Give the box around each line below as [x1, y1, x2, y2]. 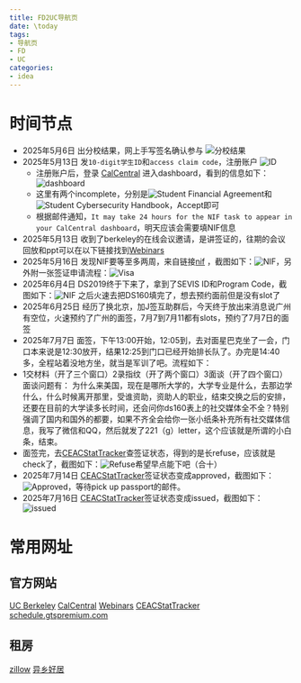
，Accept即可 [169, 199, 220, 210]
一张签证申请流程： [38, 267, 110, 278]
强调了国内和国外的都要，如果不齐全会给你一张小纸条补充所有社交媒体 [22, 414, 283, 424]
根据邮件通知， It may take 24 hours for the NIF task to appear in [35, 211, 293, 222]
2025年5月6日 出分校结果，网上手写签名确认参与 [22, 145, 204, 156]
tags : [9, 30, 30, 39]
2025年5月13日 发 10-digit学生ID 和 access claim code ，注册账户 [22, 156, 258, 167]
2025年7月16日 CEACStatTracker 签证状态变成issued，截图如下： [22, 492, 263, 503]
